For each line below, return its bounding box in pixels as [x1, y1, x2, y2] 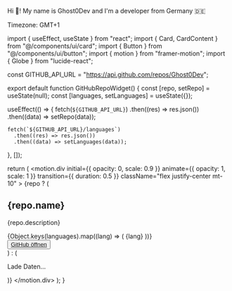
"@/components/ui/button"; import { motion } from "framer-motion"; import [7, 49, 226, 58]
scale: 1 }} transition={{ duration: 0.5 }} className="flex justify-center [7, 172, 211, 180]
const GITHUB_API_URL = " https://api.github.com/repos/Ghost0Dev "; [7, 70, 209, 79]
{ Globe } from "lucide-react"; [7, 57, 94, 65]
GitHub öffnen [11, 240, 47, 248]
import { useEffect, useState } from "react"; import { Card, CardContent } [7, 34, 218, 42]
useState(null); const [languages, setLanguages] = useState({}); [7, 91, 193, 100]
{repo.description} [7, 218, 61, 226]
